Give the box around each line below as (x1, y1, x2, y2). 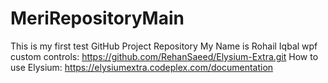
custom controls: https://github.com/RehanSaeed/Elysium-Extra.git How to (10, 50, 319, 62)
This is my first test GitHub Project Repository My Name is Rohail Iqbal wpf (10, 40, 318, 52)
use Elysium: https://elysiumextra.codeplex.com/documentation (10, 61, 274, 73)
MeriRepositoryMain (10, 7, 185, 30)
